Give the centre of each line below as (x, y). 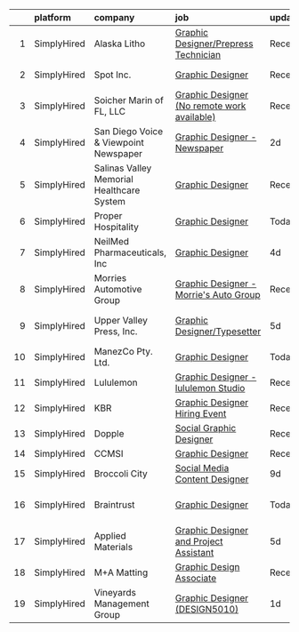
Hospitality (117, 227)
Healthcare (117, 190)
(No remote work (210, 106)
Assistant (194, 552)
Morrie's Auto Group (218, 295)
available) (195, 117)
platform (53, 17)
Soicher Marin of (129, 100)
